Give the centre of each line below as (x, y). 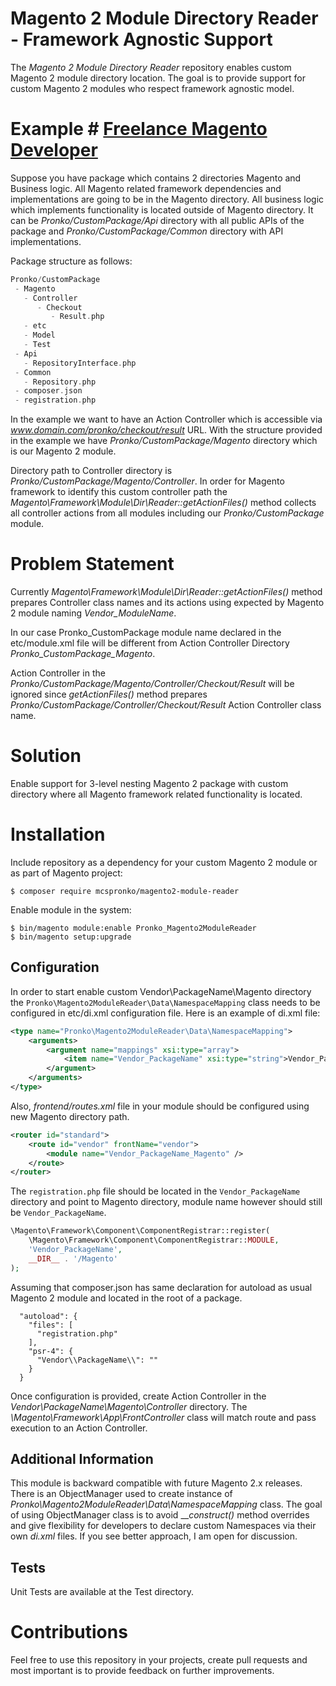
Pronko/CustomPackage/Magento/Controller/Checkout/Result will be (152, 684)
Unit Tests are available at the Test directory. (102, 1592)
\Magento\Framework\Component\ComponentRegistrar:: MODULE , (154, 1240)
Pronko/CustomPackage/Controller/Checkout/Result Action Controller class (166, 705)
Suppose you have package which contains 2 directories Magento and (156, 178)
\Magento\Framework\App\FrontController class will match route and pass (163, 1417)
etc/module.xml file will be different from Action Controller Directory (150, 643)
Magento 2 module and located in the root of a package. (126, 1298)
